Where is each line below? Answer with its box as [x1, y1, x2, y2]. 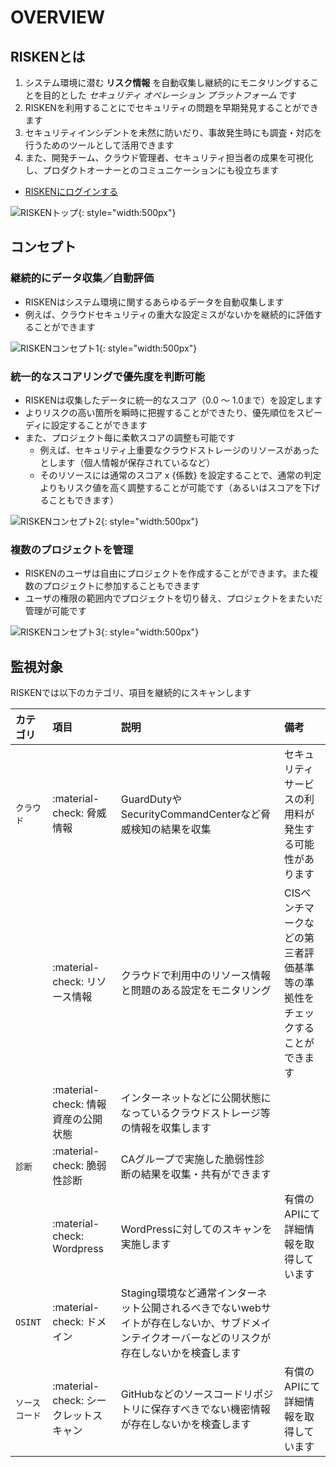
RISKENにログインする [24, 186, 118, 197]
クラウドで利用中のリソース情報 [120, 969, 271, 983]
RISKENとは [10, 48, 86, 65]
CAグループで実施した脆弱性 [120, 1152, 255, 1166]
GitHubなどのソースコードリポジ [120, 1387, 274, 1401]
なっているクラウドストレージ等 [120, 1106, 271, 1120]
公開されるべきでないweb [140, 1301, 262, 1315]
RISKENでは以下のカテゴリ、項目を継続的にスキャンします [10, 687, 252, 699]
